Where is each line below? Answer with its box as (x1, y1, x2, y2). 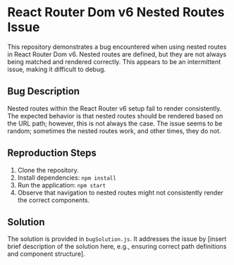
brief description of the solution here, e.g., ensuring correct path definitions (7, 242, 227, 251)
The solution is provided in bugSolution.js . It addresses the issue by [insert (7, 235, 227, 243)
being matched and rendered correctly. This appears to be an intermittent (7, 57, 221, 66)
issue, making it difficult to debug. (7, 65, 106, 73)
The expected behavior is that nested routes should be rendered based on (7, 111, 223, 120)
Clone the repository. (17, 166, 79, 174)
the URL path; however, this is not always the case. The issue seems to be (7, 119, 223, 128)
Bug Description (7, 85, 80, 97)
